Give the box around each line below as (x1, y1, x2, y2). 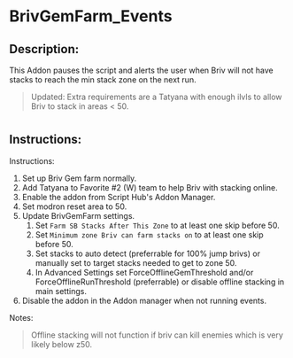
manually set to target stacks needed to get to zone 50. (35, 257, 237, 268)
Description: (9, 42, 80, 57)
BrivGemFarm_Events (9, 6, 173, 27)
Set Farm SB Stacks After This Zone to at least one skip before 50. (35, 220, 281, 230)
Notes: (9, 312, 34, 323)
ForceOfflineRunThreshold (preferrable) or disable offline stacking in (35, 276, 285, 287)
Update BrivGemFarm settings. (21, 210, 135, 221)
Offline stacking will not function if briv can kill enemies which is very (30, 330, 283, 340)
